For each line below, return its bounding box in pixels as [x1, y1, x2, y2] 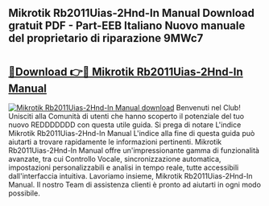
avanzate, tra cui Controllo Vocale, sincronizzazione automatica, [8, 154, 221, 163]
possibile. [8, 188, 40, 198]
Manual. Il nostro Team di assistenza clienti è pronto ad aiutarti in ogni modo [8, 180, 262, 189]
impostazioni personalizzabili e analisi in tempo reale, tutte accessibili [8, 163, 239, 172]
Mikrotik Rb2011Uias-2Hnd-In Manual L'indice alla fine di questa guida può [8, 129, 255, 138]
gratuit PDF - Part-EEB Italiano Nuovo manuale [8, 19, 246, 33]
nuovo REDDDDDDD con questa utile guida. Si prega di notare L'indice [8, 120, 242, 130]
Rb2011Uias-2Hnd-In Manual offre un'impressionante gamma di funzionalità [8, 146, 260, 155]
